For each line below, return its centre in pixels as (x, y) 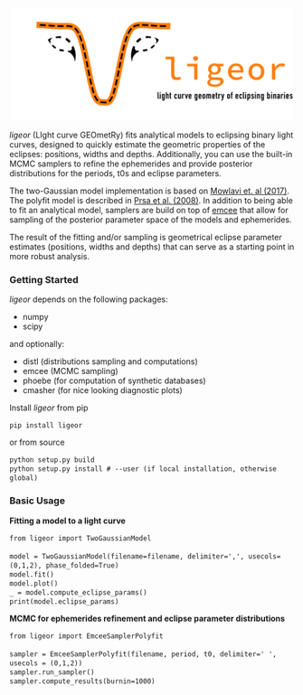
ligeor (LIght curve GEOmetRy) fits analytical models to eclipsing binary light (151, 135)
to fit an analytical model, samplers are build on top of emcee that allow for (149, 211)
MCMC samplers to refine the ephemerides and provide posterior (131, 164)
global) (24, 478)
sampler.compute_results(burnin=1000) (82, 681)
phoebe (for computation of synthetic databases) (114, 380)
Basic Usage (38, 501)
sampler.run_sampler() (52, 672)
